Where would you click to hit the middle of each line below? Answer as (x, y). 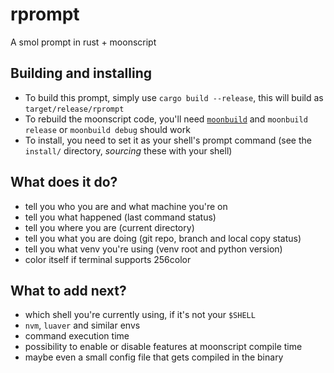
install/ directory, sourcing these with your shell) (128, 150)
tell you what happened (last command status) (120, 217)
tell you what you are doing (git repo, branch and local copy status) (163, 238)
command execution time (77, 336)
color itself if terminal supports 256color (108, 259)
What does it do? (64, 182)
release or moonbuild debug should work (107, 129)
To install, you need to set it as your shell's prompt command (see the (168, 140)
